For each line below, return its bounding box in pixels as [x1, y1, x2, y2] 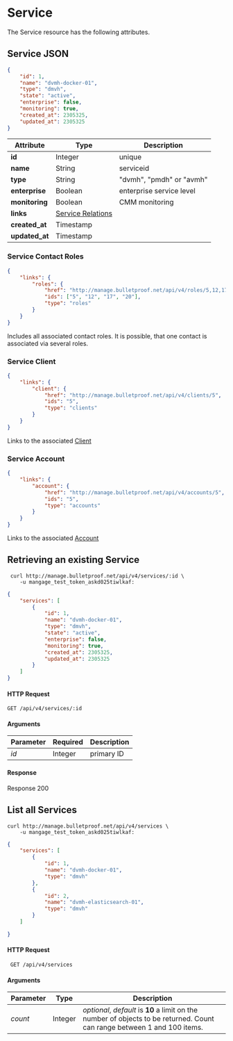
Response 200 [7, 784, 49, 792]
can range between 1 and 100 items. [83, 1023, 203, 1033]
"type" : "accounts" [44, 502, 101, 509]
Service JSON [7, 48, 69, 60]
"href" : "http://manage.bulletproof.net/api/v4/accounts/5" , [44, 489, 225, 496]
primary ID [89, 749, 125, 759]
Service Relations [55, 208, 113, 218]
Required [52, 737, 83, 747]
